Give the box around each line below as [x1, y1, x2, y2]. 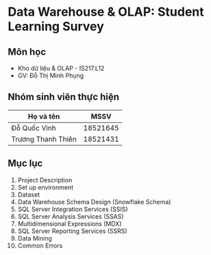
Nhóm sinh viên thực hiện [8, 91, 119, 103]
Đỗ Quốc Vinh [11, 123, 57, 132]
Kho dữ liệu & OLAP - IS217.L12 [17, 64, 105, 72]
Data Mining [17, 234, 52, 242]
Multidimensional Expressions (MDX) [17, 219, 122, 228]
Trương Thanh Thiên [11, 134, 77, 144]
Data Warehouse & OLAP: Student [8, 4, 204, 20]
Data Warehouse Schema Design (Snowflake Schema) [17, 197, 171, 206]
